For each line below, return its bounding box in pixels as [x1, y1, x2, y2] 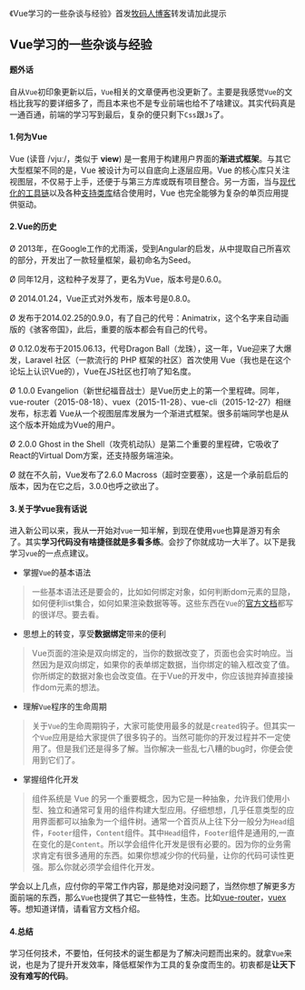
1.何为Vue [9, 131, 48, 143]
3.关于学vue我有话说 [9, 503, 88, 514]
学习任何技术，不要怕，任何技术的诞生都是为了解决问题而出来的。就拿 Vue [9, 948, 284, 959]
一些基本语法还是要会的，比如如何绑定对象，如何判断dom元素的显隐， [31, 586, 296, 597]
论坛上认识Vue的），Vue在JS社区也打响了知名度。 [9, 366, 197, 376]
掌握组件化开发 [22, 774, 79, 785]
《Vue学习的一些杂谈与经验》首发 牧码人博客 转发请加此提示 [9, 8, 227, 18]
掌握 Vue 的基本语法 [22, 567, 92, 578]
